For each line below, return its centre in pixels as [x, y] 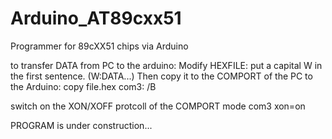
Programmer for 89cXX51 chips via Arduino [99, 46]
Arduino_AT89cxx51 [96, 18]
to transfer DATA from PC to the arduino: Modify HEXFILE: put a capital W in [166, 65]
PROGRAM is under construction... [81, 125]
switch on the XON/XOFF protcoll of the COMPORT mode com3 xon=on [158, 106]
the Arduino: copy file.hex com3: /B [83, 86]
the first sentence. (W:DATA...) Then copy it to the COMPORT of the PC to [161, 76]
